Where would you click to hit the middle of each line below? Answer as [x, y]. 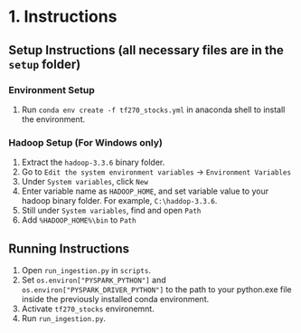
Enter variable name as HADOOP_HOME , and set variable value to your [145, 191]
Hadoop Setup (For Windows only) [86, 142]
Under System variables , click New [85, 182]
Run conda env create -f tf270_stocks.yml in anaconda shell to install [153, 109]
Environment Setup [52, 90]
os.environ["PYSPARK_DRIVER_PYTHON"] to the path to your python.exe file [156, 289]
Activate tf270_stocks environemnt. [88, 309]
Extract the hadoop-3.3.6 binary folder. [93, 162]
